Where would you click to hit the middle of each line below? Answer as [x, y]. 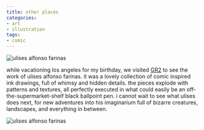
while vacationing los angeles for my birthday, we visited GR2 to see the [97, 70]
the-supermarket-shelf [35, 96]
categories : [21, 18]
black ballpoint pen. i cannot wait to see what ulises [130, 96]
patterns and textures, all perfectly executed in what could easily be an [96, 89]
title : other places [33, 12]
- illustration [26, 29]
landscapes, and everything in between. [57, 109]
